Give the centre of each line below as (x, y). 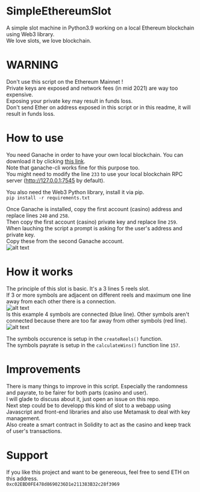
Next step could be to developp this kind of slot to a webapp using (89, 405)
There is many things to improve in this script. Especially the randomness (97, 386)
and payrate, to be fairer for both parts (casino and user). (77, 393)
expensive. (20, 94)
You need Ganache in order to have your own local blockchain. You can (95, 154)
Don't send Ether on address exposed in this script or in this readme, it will (98, 107)
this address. (22, 478)
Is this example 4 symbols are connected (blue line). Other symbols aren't (98, 314)
